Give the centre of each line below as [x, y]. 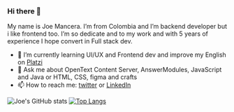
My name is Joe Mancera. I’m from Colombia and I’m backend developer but [117, 27]
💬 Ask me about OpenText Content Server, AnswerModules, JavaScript [119, 70]
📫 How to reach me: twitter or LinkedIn [74, 85]
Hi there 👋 [24, 11]
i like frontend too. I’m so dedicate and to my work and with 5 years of [108, 34]
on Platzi [30, 62]
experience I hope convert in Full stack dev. [70, 41]
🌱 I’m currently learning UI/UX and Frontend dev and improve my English [122, 55]
